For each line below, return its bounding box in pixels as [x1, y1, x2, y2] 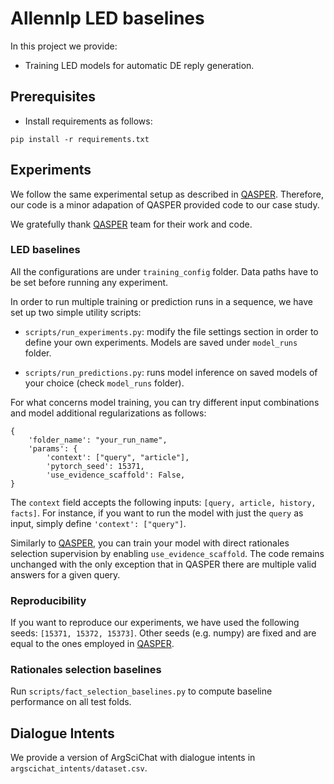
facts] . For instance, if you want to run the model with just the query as [10, 507, 304, 519]
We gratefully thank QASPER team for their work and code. [10, 218, 253, 230]
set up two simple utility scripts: [10, 306, 142, 318]
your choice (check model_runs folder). [24, 377, 185, 389]
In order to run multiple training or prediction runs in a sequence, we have [10, 295, 314, 307]
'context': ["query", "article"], [46, 452, 190, 462]
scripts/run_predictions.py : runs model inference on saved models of [24, 366, 318, 378]
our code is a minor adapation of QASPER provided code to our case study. [10, 198, 320, 211]
